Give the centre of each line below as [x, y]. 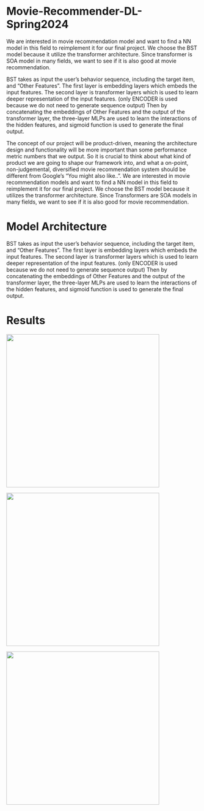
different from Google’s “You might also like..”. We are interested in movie [98, 175]
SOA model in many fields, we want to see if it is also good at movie [92, 61]
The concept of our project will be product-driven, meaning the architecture [102, 143]
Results [26, 321]
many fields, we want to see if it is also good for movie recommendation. [98, 202]
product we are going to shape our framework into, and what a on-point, [97, 162]
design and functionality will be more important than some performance [97, 150]
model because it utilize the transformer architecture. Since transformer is [99, 54]
